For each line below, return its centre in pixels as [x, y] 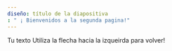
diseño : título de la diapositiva [58, 14]
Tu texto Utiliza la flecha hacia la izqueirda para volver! [86, 40]
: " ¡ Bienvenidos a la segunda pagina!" [69, 20]
